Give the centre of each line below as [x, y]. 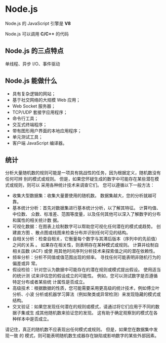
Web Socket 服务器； [34, 106]
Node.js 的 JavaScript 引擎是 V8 [38, 23]
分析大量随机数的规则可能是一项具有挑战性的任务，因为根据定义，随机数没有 [83, 173]
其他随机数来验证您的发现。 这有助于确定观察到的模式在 [96, 313]
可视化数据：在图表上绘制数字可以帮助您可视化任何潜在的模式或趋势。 [84, 227]
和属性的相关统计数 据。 [37, 220]
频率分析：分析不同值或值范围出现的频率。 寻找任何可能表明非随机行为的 [86, 257]
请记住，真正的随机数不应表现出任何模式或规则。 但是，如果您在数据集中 [79, 330]
